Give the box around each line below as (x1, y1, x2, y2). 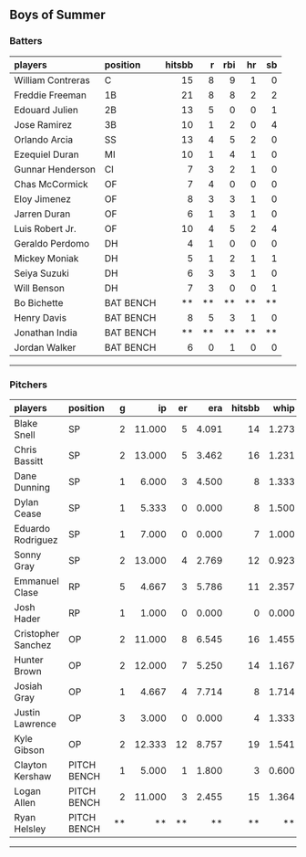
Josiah (14, 680, 43, 693)
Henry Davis (14, 311, 66, 323)
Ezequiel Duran (14, 148, 79, 161)
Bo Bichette (14, 296, 64, 309)
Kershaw (14, 769, 52, 782)
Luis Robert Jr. (14, 222, 77, 235)
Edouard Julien (14, 103, 79, 116)
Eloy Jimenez (14, 192, 71, 205)
